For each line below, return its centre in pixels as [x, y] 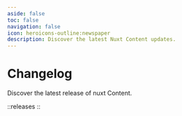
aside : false [26, 14]
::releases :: [24, 107]
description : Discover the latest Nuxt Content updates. [92, 40]
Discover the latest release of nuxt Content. [70, 93]
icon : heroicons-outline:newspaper [59, 33]
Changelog [40, 74]
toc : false [23, 20]
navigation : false [34, 26]
